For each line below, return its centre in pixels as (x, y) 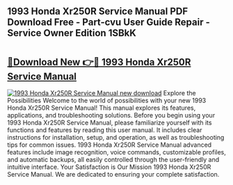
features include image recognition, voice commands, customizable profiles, (116, 152)
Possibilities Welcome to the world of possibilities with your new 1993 (107, 100)
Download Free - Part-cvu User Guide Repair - (109, 23)
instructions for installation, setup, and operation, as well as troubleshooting (116, 137)
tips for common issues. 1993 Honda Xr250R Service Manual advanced (110, 145)
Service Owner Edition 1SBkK (72, 33)
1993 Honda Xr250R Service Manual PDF (98, 11)
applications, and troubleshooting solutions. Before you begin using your (111, 115)
